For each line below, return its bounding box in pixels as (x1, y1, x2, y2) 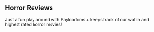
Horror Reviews (5, 4, 53, 12)
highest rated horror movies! (5, 21, 62, 27)
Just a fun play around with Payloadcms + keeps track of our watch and (5, 16, 149, 22)
